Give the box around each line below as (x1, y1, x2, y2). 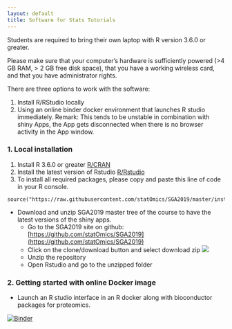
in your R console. (17, 182, 69, 190)
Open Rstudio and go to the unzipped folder (27, 260, 153, 269)
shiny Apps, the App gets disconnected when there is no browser (17, 120, 204, 128)
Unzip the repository (27, 253, 86, 261)
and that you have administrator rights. (7, 71, 117, 80)
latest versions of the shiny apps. (17, 215, 112, 224)
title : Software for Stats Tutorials (7, 17, 116, 24)
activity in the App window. (17, 127, 95, 136)
